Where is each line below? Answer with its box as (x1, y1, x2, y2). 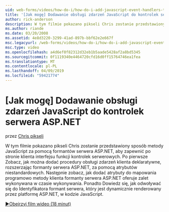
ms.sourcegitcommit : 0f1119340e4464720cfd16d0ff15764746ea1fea (5, 54, 141, 60)
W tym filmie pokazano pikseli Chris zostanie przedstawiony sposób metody (5, 142, 163, 149)
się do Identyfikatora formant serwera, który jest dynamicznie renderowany (5, 185, 161, 192)
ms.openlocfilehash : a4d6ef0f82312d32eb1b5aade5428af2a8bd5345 (5, 49, 141, 55)
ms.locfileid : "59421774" (5, 73, 59, 78)
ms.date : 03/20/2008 (5, 31, 49, 36)
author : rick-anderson (5, 17, 53, 22)
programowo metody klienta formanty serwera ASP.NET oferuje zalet (5, 175, 148, 181)
